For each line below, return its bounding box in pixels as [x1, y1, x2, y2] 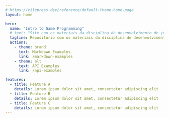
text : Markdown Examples [18, 49, 71, 54]
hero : [5, 21, 17, 26]
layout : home [5, 12, 33, 17]
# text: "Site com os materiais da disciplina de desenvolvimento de [10, 31, 158, 36]
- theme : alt [14, 58, 42, 64]
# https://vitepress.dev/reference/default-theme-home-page [5, 7, 134, 13]
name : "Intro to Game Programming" [10, 26, 84, 31]
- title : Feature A [10, 82, 51, 87]
